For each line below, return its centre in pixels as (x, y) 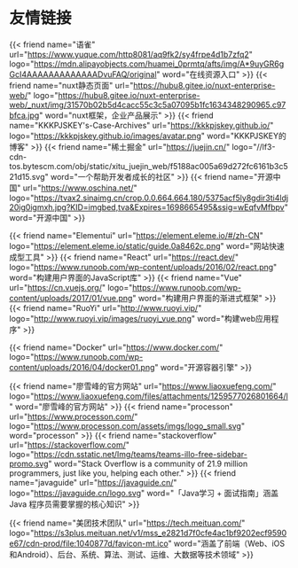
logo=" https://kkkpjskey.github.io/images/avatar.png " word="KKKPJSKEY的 (148, 136)
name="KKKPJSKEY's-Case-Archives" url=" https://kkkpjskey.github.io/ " (141, 125)
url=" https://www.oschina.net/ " (80, 188)
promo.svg (29, 463)
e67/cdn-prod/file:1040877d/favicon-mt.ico (89, 543)
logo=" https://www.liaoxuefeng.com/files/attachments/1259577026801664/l (149, 396)
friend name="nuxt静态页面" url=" (71, 85)
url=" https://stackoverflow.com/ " (70, 445)
